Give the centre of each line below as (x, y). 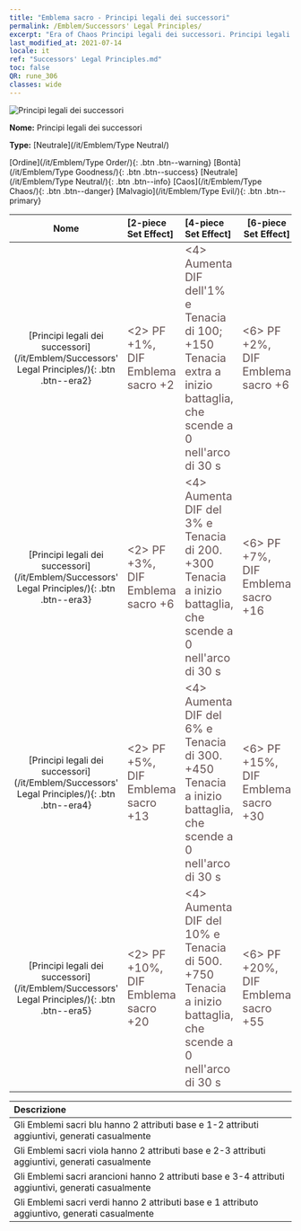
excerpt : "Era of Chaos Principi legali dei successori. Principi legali (150, 34)
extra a (203, 371)
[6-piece (267, 223)
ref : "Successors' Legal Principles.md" (86, 59)
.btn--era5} (66, 1010)
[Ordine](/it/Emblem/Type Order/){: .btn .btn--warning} (111, 162)
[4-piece (205, 223)
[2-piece (147, 223)
